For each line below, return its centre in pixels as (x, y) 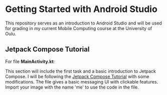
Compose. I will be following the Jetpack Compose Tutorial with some (77, 76)
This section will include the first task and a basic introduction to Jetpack (81, 71)
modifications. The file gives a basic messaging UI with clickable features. (82, 81)
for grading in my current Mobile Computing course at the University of (78, 28)
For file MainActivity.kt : (30, 61)
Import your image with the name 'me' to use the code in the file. (72, 87)
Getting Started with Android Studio (81, 9)
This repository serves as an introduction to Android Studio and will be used (83, 23)
